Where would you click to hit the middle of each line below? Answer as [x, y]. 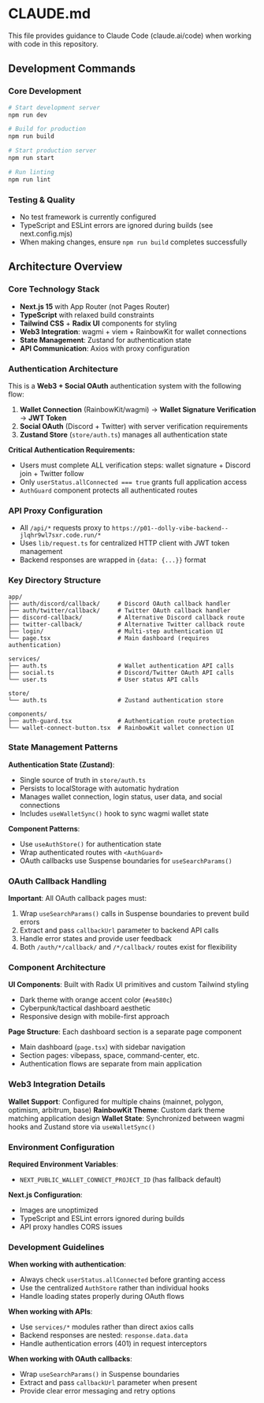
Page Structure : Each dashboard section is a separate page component [125, 1032]
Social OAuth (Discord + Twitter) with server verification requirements [134, 426]
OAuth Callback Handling [58, 881]
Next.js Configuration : [45, 1194]
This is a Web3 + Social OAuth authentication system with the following [125, 385]
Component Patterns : [44, 828]
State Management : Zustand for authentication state [105, 340]
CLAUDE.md [50, 14]
